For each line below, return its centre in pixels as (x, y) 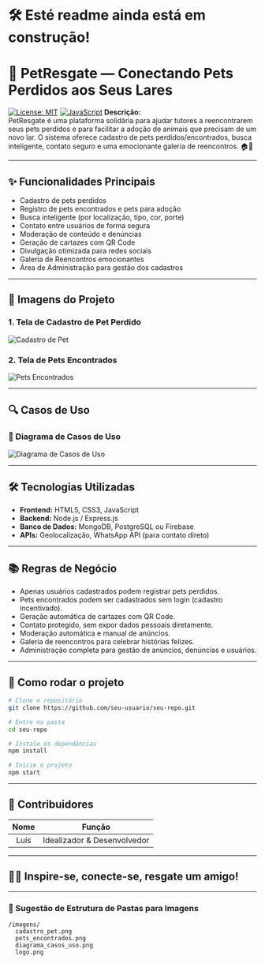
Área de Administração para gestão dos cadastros (101, 267)
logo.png (30, 952)
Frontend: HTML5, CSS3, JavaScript (79, 510)
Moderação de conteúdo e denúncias (80, 234)
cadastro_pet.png (44, 931)
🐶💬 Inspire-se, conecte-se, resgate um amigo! (123, 877)
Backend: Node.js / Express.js (69, 519)
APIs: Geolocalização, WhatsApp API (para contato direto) (114, 535)
